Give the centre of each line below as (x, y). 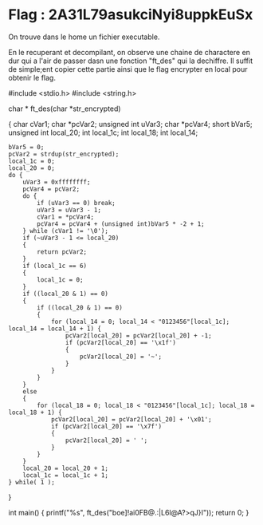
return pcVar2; (62, 252)
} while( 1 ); (32, 482)
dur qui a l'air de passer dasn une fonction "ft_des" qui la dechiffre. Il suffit (131, 61)
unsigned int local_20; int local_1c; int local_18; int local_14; (103, 132)
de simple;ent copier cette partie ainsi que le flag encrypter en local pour (128, 69)
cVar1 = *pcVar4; (65, 217)
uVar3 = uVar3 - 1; (69, 210)
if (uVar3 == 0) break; (76, 203)
